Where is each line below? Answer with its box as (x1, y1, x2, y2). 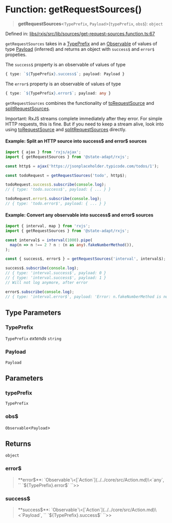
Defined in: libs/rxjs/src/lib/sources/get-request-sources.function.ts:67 (5, 30, 155, 37)
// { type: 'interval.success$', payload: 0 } (5, 270, 106, 276)
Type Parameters (5, 308, 61, 317)
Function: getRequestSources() (5, 4, 142, 15)
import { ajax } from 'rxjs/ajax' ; (5, 149, 81, 155)
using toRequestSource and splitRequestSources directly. (5, 126, 127, 132)
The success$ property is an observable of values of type (5, 61, 126, 67)
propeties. (5, 51, 27, 58)
